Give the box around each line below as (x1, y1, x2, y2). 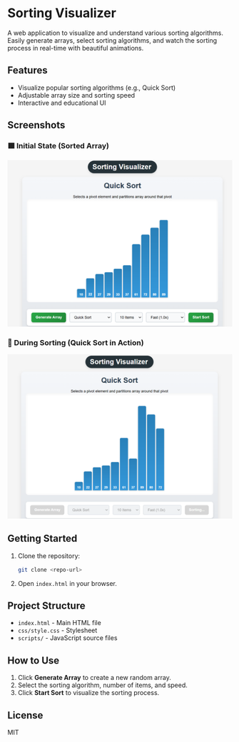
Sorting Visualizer (7, 5, 116, 21)
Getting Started (7, 532, 78, 545)
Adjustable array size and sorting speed (17, 91, 136, 99)
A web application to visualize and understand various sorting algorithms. (7, 29, 223, 37)
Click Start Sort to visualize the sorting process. (17, 689, 160, 697)
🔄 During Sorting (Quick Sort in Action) (7, 337, 144, 347)
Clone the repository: (17, 551, 81, 560)
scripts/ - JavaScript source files (17, 634, 118, 642)
